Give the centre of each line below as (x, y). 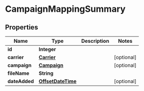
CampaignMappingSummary (65, 9)
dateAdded (21, 81)
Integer (47, 49)
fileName (18, 73)
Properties (22, 27)
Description (95, 41)
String (46, 73)
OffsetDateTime (58, 81)
